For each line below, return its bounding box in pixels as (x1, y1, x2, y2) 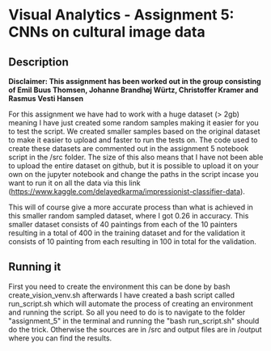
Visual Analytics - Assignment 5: (8, 6, 235, 24)
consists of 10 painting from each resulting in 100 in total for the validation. (8, 237, 257, 246)
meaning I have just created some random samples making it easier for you (8, 118, 259, 127)
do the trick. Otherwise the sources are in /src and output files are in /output (8, 324, 262, 334)
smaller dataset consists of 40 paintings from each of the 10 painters (8, 220, 238, 229)
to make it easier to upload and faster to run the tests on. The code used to (8, 135, 258, 145)
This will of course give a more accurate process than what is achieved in (8, 202, 253, 212)
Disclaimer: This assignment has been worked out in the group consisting (8, 77, 261, 86)
